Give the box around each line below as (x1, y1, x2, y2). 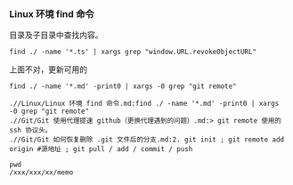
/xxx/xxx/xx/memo (9, 168, 74, 177)
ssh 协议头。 (9, 126, 53, 135)
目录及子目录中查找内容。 (9, 29, 103, 41)
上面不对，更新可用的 (9, 64, 87, 75)
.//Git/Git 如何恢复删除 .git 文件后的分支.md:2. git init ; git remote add (9, 135, 285, 144)
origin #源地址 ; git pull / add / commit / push (9, 145, 193, 154)
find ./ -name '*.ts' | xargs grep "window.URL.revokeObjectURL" (9, 47, 256, 57)
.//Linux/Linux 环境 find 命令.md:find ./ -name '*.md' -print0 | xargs (9, 100, 280, 109)
